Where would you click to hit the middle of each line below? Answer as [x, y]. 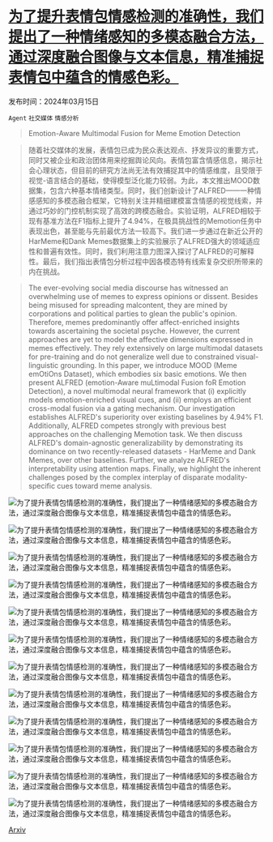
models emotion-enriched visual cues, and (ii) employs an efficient [140, 400]
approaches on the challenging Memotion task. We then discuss [135, 434]
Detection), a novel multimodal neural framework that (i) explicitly [137, 391]
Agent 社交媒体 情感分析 [44, 118]
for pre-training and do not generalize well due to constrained [131, 357]
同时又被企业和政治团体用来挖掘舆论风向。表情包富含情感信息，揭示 [142, 160]
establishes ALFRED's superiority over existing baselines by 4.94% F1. [146, 417]
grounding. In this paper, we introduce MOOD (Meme [149, 365]
